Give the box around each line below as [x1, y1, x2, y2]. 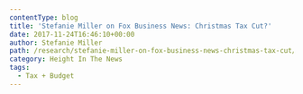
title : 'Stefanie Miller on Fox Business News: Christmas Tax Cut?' [9, 21, 272, 30]
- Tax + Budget [17, 72, 75, 81]
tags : [9, 64, 30, 73]
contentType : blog [9, 13, 78, 22]
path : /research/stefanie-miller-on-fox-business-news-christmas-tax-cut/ [9, 47, 297, 56]
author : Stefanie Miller [9, 38, 103, 47]
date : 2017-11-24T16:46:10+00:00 [9, 30, 135, 38]
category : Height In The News [9, 55, 124, 64]
